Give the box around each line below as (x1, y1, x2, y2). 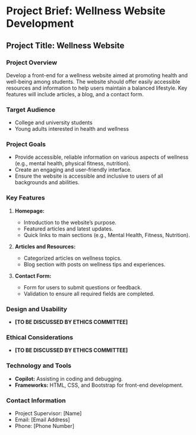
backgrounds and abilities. (14, 179, 80, 186)
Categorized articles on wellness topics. (23, 254, 122, 261)
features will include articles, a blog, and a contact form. (6, 90, 144, 97)
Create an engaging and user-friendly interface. (14, 166, 132, 174)
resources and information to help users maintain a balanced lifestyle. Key (6, 84, 188, 92)
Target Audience (6, 105, 55, 114)
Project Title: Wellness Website (6, 40, 125, 51)
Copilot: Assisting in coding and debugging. (14, 375, 123, 382)
